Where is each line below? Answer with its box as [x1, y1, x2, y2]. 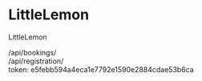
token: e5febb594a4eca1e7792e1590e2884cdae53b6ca [8, 64, 194, 74]
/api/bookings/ [8, 47, 57, 57]
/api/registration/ [8, 56, 64, 66]
